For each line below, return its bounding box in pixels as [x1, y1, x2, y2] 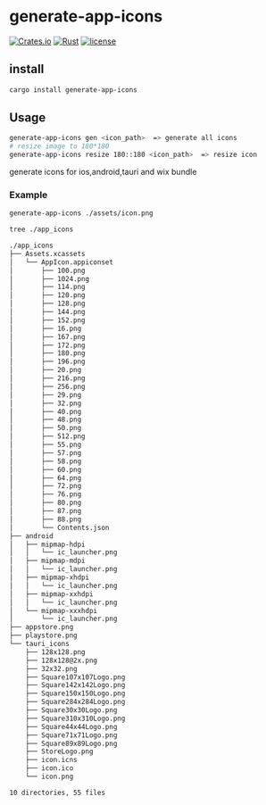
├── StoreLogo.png [25, 747, 94, 756]
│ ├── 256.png [9, 382, 87, 391]
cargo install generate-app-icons [9, 85, 138, 95]
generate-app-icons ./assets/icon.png [9, 209, 154, 218]
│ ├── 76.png [9, 490, 82, 499]
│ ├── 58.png [9, 457, 82, 466]
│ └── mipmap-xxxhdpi [9, 606, 98, 615]
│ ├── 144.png [9, 308, 87, 317]
